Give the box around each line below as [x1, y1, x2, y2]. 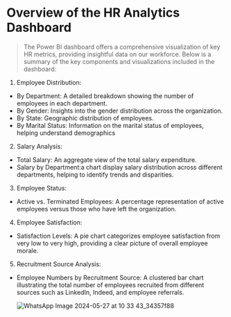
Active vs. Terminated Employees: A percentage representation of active [16, 197, 224, 206]
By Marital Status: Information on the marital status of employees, [16, 121, 204, 129]
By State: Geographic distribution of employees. [16, 113, 154, 122]
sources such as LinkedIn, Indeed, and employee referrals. [16, 288, 185, 296]
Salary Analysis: [16, 142, 63, 150]
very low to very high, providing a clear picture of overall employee [16, 238, 209, 247]
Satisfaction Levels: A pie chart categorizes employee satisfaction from [16, 231, 221, 240]
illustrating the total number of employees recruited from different [16, 280, 205, 289]
